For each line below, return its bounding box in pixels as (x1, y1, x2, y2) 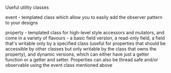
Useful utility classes (5, 5, 50, 10)
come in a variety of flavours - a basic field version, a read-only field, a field (5, 35, 165, 41)
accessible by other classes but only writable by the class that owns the (5, 46, 157, 52)
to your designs (5, 20, 38, 26)
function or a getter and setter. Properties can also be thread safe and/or (5, 57, 158, 63)
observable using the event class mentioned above (5, 62, 113, 68)
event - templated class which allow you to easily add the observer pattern (5, 14, 162, 20)
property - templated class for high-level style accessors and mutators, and (5, 30, 165, 35)
